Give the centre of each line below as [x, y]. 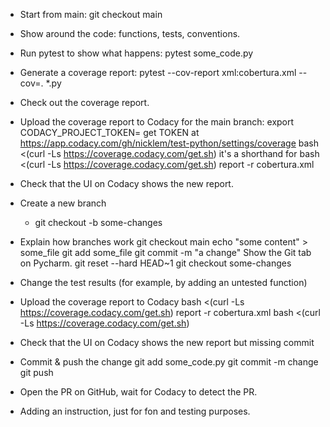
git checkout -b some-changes [98, 222]
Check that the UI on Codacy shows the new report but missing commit [167, 342]
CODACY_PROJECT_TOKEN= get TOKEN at [109, 132]
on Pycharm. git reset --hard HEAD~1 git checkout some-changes [155, 263]
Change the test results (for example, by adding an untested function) [163, 282]
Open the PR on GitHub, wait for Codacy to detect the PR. [138, 392]
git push [36, 372]
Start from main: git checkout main [91, 14]
